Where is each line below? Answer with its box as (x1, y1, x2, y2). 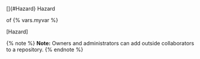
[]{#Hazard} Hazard (6, 5, 55, 12)
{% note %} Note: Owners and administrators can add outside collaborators (6, 40, 195, 46)
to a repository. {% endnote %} (6, 46, 83, 53)
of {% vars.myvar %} (6, 17, 59, 23)
